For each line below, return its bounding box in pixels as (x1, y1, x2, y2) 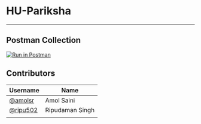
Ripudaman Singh (45, 106, 95, 114)
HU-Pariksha (6, 4, 72, 18)
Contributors (6, 69, 56, 79)
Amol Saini (45, 96, 75, 104)
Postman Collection (6, 35, 81, 45)
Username (9, 86, 40, 94)
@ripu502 (9, 106, 38, 114)
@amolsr (9, 96, 35, 104)
